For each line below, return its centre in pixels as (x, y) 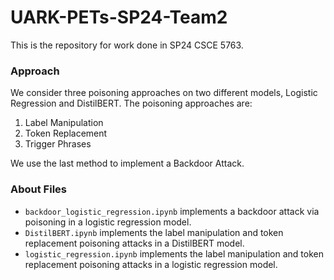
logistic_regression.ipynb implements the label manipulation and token (174, 253)
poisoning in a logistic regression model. (108, 222)
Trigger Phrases (58, 144)
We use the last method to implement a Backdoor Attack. (127, 163)
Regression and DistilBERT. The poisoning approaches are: (131, 103)
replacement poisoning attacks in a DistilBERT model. (134, 243)
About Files (38, 189)
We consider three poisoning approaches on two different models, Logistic (164, 93)
